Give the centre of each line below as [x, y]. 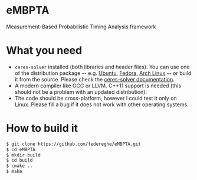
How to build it [42, 128]
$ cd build [19, 161]
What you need [44, 50]
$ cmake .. [19, 166]
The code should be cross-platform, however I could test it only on [96, 98]
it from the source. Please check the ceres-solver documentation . [95, 79]
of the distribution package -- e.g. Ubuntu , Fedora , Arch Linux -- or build [103, 73]
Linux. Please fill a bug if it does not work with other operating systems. [101, 104]
